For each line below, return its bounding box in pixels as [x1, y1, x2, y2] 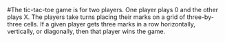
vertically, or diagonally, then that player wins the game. [7, 27, 166, 35]
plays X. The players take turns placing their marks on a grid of [7, 13, 186, 21]
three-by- [186, 13, 215, 21]
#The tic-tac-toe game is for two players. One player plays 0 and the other [7, 6, 219, 14]
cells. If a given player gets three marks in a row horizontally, [23, 20, 196, 28]
